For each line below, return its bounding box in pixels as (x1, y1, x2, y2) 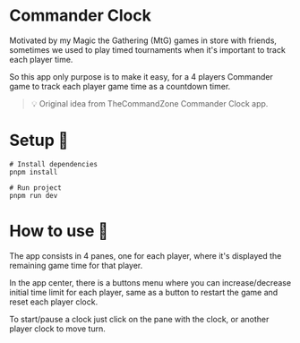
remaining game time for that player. (9, 260, 143, 270)
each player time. (9, 54, 73, 64)
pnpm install (9, 167, 58, 176)
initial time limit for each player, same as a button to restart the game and (9, 287, 279, 297)
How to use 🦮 (9, 221, 109, 242)
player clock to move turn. (9, 323, 106, 334)
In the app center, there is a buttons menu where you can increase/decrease (9, 277, 292, 287)
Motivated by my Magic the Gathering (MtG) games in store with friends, (9, 35, 278, 46)
